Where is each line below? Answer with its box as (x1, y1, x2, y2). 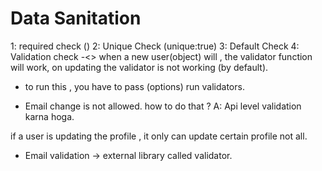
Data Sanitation (10, 7, 142, 30)
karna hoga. (24, 110, 75, 122)
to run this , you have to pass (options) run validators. (24, 80, 245, 92)
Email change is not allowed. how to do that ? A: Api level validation (24, 100, 302, 112)
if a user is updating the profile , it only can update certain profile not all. (10, 130, 308, 142)
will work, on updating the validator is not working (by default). (10, 61, 269, 73)
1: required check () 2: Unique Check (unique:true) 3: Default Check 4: (10, 40, 300, 52)
